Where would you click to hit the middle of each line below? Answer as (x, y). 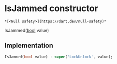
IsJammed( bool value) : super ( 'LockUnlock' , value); (59, 57)
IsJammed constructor (51, 8)
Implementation (29, 46)
